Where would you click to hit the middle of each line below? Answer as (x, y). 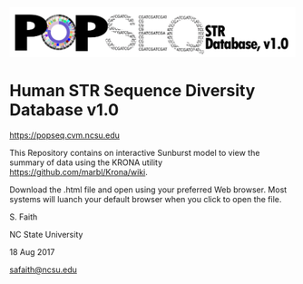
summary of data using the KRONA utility (86, 162)
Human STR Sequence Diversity (132, 91)
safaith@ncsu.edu (43, 269)
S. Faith (24, 217)
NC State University (46, 235)
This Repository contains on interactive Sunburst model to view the (135, 153)
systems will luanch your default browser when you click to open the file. (146, 200)
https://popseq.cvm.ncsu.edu (65, 135)
